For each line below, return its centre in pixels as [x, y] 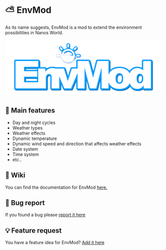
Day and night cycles [34, 123]
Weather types [28, 127]
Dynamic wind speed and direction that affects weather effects [77, 143]
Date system [25, 149]
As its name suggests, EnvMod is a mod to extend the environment [74, 27]
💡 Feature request [34, 230]
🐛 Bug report [25, 203]
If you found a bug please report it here [45, 215]
